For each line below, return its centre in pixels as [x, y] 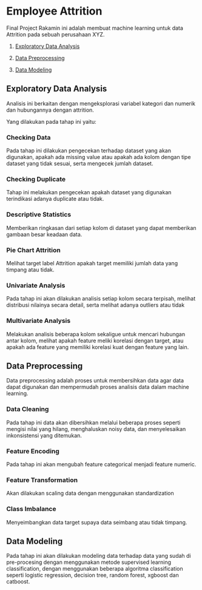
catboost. [18, 582]
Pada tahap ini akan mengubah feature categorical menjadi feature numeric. [101, 464]
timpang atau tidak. [30, 270]
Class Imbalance [31, 509]
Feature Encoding [33, 451]
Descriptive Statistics [39, 215]
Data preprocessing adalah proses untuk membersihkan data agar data [95, 381]
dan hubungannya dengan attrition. [50, 110]
